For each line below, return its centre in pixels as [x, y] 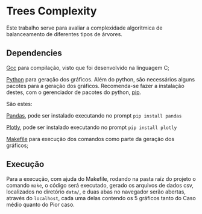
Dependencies [34, 53]
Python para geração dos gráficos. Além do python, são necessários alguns [100, 79]
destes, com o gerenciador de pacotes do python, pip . [74, 92]
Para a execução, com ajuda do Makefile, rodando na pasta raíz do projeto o [101, 178]
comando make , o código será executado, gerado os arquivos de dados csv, [100, 185]
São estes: [19, 104]
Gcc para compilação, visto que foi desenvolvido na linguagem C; [88, 68]
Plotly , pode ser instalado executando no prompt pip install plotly [92, 127]
